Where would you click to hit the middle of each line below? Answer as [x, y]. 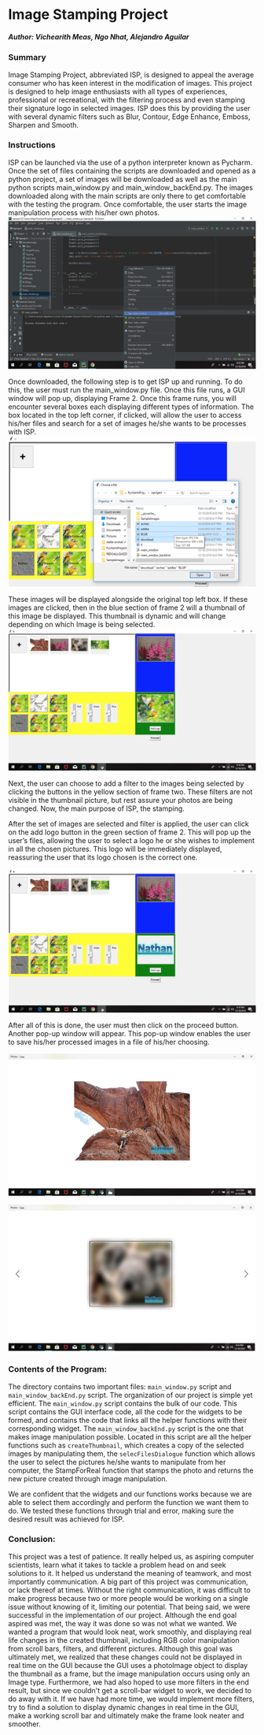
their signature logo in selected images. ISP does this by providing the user [129, 108]
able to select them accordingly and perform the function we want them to [128, 1502]
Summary [27, 58]
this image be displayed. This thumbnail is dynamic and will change [117, 616]
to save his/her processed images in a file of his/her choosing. [109, 1042]
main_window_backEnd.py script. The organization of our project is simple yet [130, 1395]
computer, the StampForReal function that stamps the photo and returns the [131, 1470]
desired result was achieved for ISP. [66, 1519]
